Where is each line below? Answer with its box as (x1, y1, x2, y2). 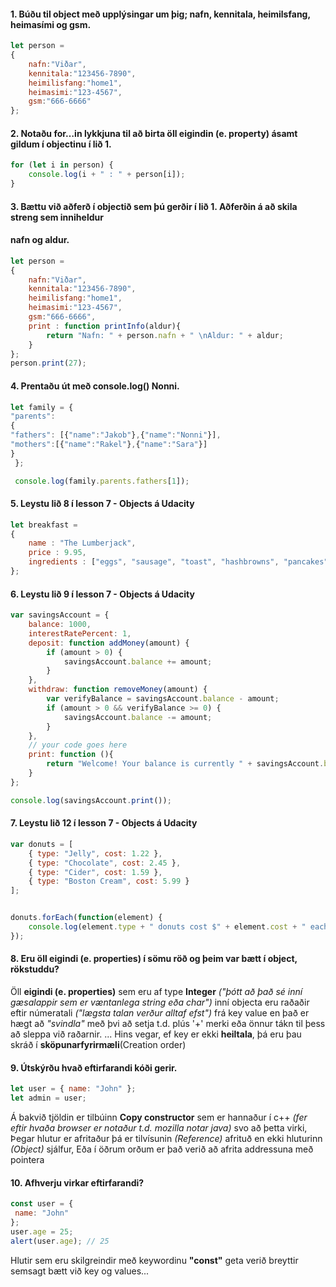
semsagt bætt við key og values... (10, 1265, 150, 1277)
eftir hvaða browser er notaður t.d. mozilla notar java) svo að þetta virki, (10, 1121, 308, 1134)
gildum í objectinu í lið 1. (10, 138, 112, 150)
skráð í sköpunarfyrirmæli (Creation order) (10, 1038, 187, 1050)
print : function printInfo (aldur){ (28, 321, 182, 331)
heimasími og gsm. (10, 18, 92, 30)
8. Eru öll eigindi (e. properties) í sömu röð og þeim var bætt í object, (10, 953, 298, 965)
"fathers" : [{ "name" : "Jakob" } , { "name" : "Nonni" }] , (10, 430, 222, 440)
